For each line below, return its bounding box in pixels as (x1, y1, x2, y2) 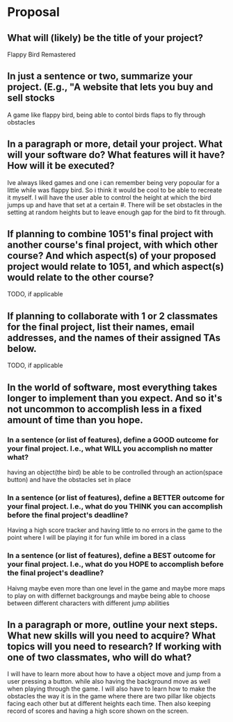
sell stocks (7, 92, 56, 104)
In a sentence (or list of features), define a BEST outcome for (7, 551, 216, 561)
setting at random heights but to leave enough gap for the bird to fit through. (7, 208, 226, 216)
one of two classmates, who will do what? (7, 651, 192, 663)
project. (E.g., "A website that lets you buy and (7, 81, 214, 93)
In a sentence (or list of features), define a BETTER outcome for (7, 492, 225, 502)
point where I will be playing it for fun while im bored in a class (7, 534, 186, 542)
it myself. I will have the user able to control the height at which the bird (7, 193, 212, 202)
